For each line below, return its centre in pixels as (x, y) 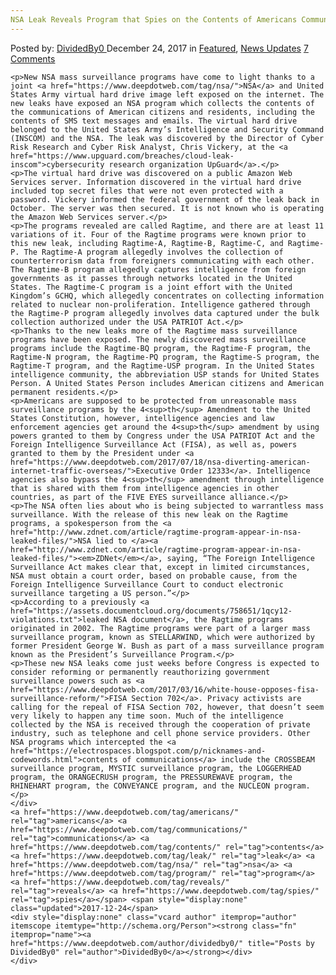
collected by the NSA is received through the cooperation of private (160, 724)
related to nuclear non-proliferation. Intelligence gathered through (160, 304)
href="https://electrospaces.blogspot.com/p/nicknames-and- (138, 751)
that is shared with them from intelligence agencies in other (145, 488)
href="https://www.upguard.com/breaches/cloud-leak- (122, 156)
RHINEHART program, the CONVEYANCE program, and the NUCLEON (140, 786)
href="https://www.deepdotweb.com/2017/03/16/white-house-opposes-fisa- (165, 689)
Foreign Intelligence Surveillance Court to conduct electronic (147, 584)
